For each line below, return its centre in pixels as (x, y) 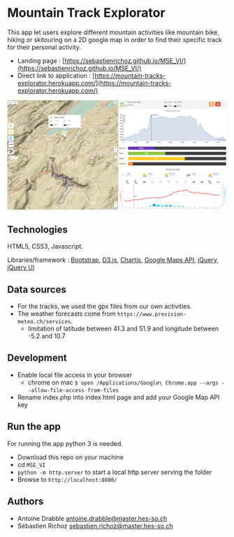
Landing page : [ (41, 60)
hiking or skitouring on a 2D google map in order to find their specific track (115, 39)
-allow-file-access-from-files (73, 390)
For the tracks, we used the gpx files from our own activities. (104, 307)
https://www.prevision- (152, 314)
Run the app (34, 427)
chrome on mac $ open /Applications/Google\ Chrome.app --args (123, 382)
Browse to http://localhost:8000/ (67, 479)
